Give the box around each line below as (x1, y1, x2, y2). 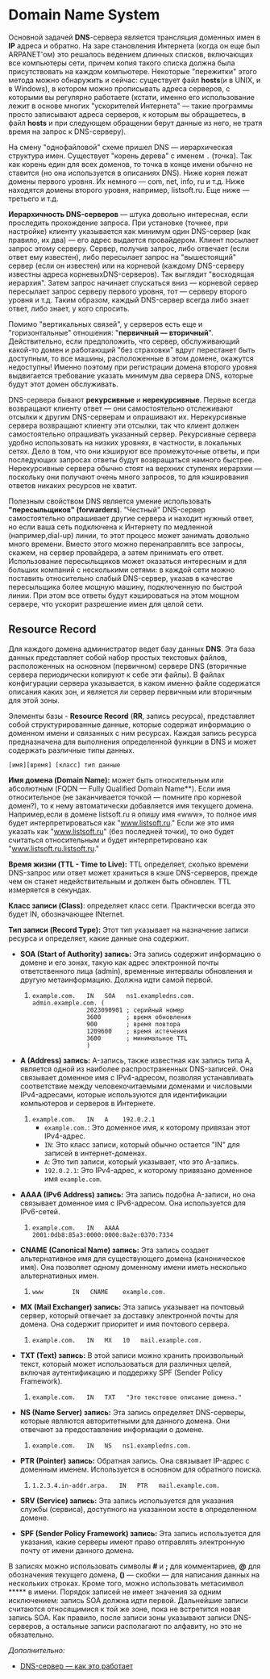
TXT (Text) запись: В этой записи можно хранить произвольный (19, 1350, 243, 1360)
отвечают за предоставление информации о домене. (19, 1424, 204, 1434)
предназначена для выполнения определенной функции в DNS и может (8, 737, 257, 746)
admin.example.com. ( (31, 999, 105, 1007)
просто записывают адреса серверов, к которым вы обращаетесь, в (8, 109, 247, 119)
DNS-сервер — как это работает (19, 1660, 134, 1671)
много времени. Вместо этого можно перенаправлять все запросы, (8, 539, 244, 549)
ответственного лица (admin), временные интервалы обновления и (19, 966, 253, 975)
